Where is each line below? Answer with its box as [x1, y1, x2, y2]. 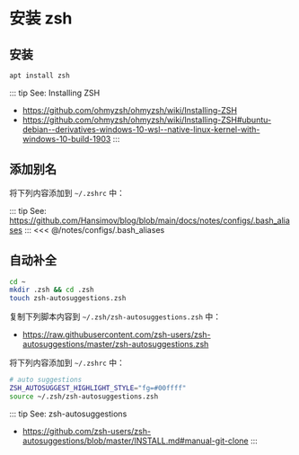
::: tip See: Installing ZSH [9, 87, 101, 98]
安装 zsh [9, 8, 73, 29]
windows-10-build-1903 [22, 133, 111, 144]
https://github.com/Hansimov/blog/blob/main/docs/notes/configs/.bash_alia [9, 215, 290, 226]
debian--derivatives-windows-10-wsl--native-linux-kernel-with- [22, 123, 260, 135]
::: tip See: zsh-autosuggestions [9, 408, 128, 419]
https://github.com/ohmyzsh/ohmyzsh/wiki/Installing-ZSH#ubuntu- [22, 114, 272, 125]
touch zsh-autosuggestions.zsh [9, 294, 127, 303]
